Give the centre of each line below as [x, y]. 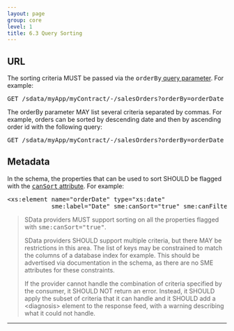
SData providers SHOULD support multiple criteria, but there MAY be [123, 240]
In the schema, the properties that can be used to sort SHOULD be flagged [114, 178]
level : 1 [20, 26]
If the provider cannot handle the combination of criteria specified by [123, 284]
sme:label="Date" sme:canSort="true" [116, 206]
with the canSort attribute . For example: [65, 186]
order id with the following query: [55, 127]
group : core [24, 20]
